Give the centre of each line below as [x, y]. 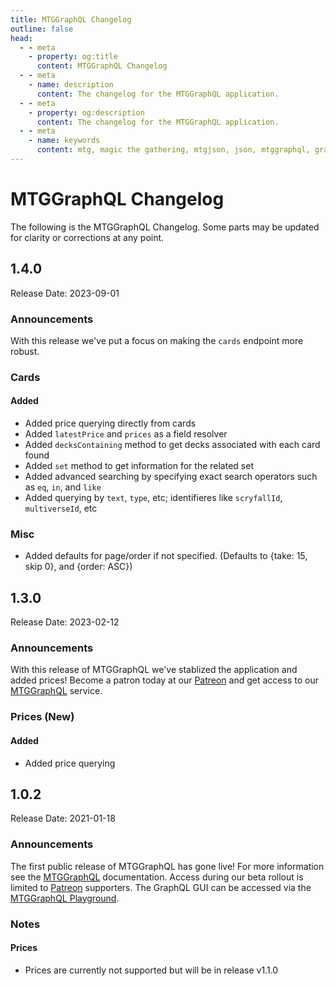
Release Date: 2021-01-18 [63, 818]
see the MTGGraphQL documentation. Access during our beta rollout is [157, 877]
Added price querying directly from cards [110, 423]
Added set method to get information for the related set [139, 466]
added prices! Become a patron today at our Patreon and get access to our [164, 680]
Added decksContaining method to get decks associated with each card [172, 445]
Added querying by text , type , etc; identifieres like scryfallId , [153, 498]
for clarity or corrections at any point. [87, 237]
